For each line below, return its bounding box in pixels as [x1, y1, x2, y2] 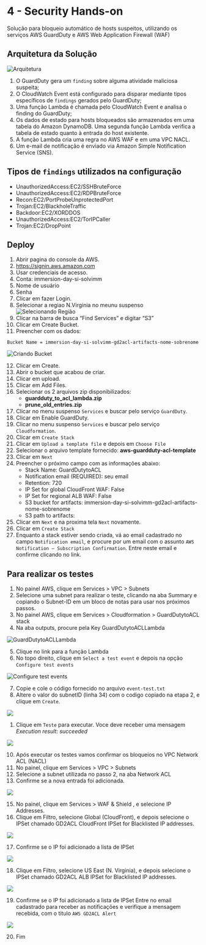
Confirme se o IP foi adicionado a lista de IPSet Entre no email [15, 897, 172, 904]
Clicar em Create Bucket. [15, 321, 79, 329]
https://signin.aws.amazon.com [15, 262, 95, 270]
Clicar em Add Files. [15, 381, 67, 389]
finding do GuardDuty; [15, 109, 72, 117]
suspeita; [15, 83, 39, 91]
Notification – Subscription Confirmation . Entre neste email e [15, 545, 177, 552]
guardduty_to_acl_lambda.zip [24, 394, 103, 402]
